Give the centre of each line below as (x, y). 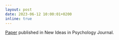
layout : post (19, 10)
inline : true (19, 19)
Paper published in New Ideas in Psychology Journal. (59, 33)
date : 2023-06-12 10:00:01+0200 (38, 14)
